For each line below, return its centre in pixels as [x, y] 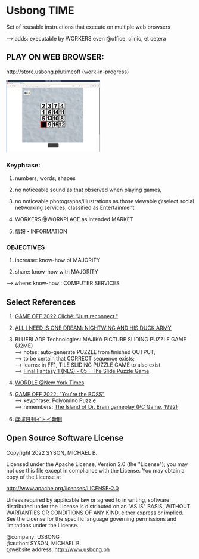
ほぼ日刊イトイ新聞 [38, 419]
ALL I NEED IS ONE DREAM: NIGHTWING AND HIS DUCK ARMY [93, 328]
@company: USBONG [33, 536]
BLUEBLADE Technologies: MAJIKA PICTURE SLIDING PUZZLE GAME [100, 340]
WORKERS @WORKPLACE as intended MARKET [74, 219]
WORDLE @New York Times [49, 383]
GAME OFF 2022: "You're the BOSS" [60, 395]
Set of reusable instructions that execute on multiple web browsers [88, 27]
